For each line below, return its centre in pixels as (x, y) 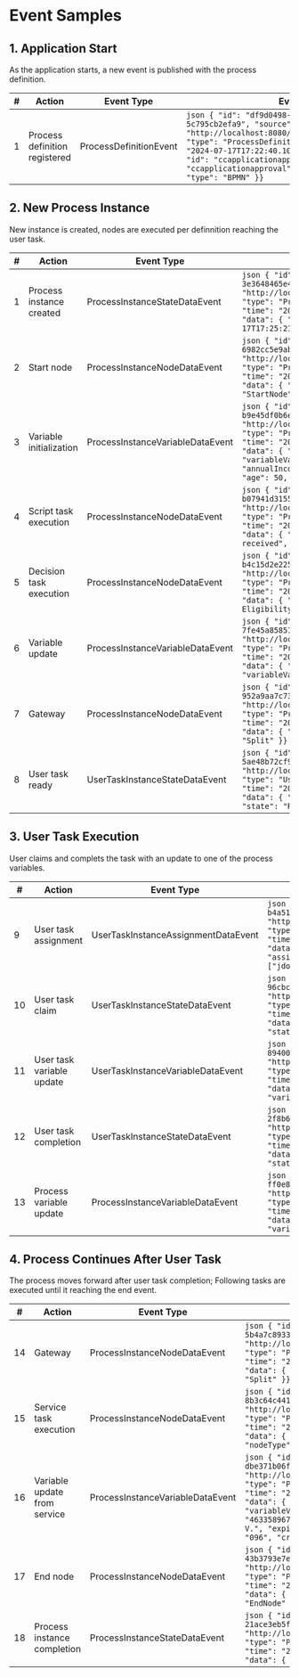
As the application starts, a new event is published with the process (133, 70)
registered (49, 157)
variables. (27, 867)
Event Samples (66, 16)
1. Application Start (63, 49)
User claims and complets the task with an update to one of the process (141, 858)
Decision (46, 571)
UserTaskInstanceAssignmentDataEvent (175, 935)
